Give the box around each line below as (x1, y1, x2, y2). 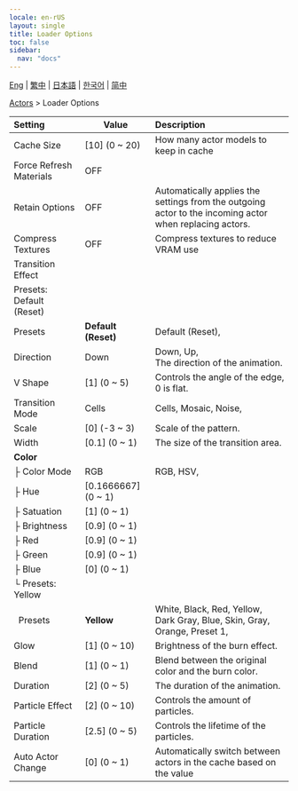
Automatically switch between (154, 745, 281, 757)
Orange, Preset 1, (154, 625, 229, 637)
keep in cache (154, 145, 215, 156)
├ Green (13, 549, 49, 560)
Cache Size (13, 139, 61, 151)
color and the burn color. (154, 665, 259, 677)
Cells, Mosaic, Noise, (154, 402, 242, 414)
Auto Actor (13, 751, 59, 763)
